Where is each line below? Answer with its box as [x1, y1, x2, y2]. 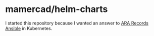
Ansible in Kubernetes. [5, 25, 53, 31]
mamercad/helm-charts [5, 3, 108, 15]
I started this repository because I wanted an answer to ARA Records [5, 20, 149, 26]
